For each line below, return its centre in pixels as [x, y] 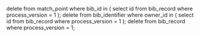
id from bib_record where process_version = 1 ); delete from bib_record [96, 21]
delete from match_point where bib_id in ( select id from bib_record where [100, 9]
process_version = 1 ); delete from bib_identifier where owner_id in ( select [100, 15]
